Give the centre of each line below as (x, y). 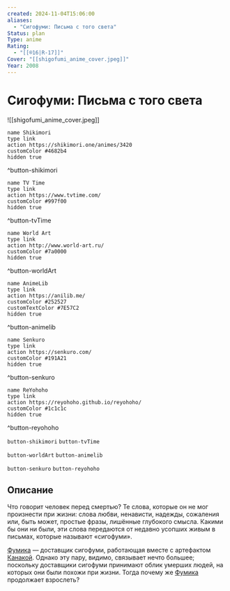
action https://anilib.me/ (46, 295)
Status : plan (26, 33)
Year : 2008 (23, 66)
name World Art (29, 233)
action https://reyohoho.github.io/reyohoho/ (74, 402)
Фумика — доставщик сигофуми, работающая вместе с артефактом (109, 550)
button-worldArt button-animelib (55, 455)
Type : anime (24, 40)
